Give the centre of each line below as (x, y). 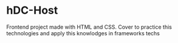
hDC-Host (32, 10)
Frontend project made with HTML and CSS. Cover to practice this (89, 27)
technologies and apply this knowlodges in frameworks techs (83, 33)
